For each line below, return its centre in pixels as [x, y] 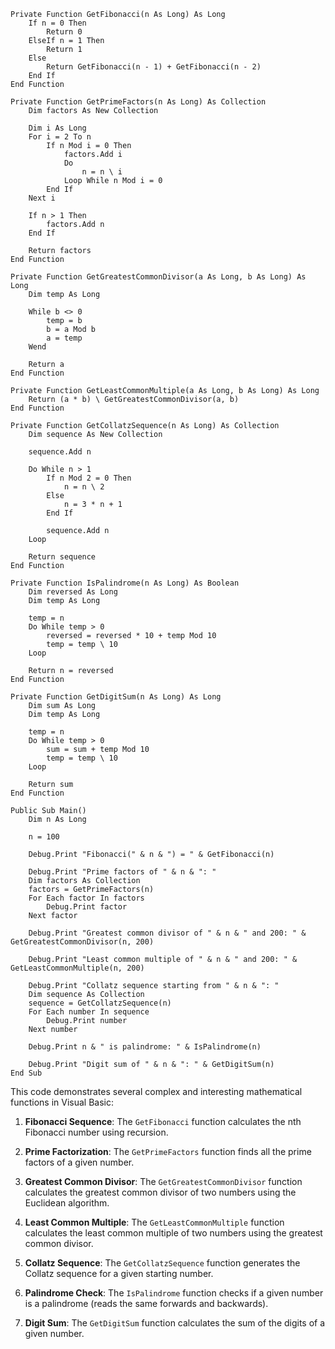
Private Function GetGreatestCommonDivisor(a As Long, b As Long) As [158, 277]
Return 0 [64, 32]
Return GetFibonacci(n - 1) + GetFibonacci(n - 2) [154, 67]
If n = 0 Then [57, 23]
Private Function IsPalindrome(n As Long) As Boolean [125, 583]
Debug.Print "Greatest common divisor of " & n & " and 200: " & [167, 933]
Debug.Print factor [87, 907]
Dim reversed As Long [73, 592]
